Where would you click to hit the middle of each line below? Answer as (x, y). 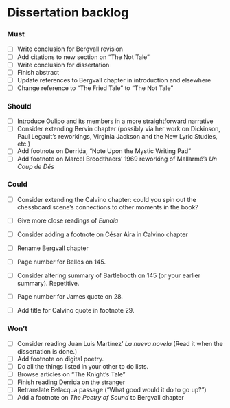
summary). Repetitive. (48, 284)
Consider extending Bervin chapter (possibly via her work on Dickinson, (119, 129)
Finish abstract (38, 72)
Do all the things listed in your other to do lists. (83, 366)
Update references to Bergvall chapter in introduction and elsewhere (114, 80)
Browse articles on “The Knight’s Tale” (71, 374)
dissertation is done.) (47, 351)
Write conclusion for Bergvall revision (70, 49)
